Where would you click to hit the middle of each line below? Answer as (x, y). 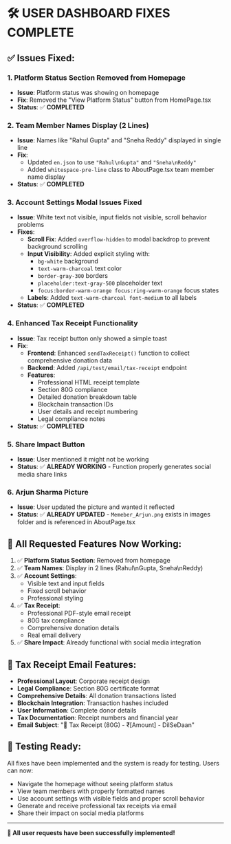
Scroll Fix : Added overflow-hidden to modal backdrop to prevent (119, 239)
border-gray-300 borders (73, 276)
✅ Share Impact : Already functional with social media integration (109, 642)
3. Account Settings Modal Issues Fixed (75, 202)
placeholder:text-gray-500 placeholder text (100, 283)
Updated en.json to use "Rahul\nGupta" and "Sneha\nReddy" (112, 162)
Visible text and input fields (66, 584)
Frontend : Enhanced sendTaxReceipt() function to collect (109, 353)
